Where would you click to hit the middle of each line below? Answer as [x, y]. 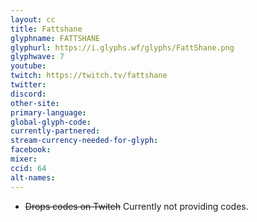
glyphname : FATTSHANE [55, 38]
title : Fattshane [46, 29]
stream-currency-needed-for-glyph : [84, 141]
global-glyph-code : [51, 122]
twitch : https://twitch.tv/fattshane [89, 76]
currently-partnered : [55, 131]
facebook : [31, 150]
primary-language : [48, 112]
